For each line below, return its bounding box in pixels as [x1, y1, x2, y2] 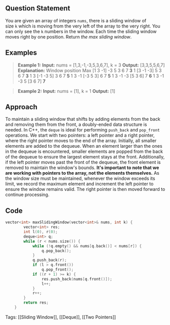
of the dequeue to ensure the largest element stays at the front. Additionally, [5, 154, 165, 160]
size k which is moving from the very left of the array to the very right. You [5, 23, 161, 29]
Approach [5, 103, 38, 111]
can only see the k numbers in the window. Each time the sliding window [5, 28, 157, 35]
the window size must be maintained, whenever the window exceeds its [5, 175, 156, 182]
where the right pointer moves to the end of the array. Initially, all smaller [5, 138, 157, 144]
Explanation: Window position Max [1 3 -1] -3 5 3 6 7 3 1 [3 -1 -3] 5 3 [17, 67, 162, 73]
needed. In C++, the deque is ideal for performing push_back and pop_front [5, 127, 160, 133]
